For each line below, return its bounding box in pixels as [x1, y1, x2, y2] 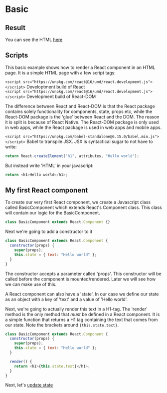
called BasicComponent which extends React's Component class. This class [5, 204, 162, 210]
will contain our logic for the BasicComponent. [5, 210, 101, 216]
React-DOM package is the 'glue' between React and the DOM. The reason [5, 113, 160, 119]
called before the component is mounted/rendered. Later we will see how [5, 276, 156, 282]
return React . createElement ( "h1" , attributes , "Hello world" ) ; [5, 153, 140, 158]
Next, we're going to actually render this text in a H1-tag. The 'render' [5, 306, 148, 312]
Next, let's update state [5, 382, 53, 388]
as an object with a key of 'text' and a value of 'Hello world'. [5, 296, 128, 302]
